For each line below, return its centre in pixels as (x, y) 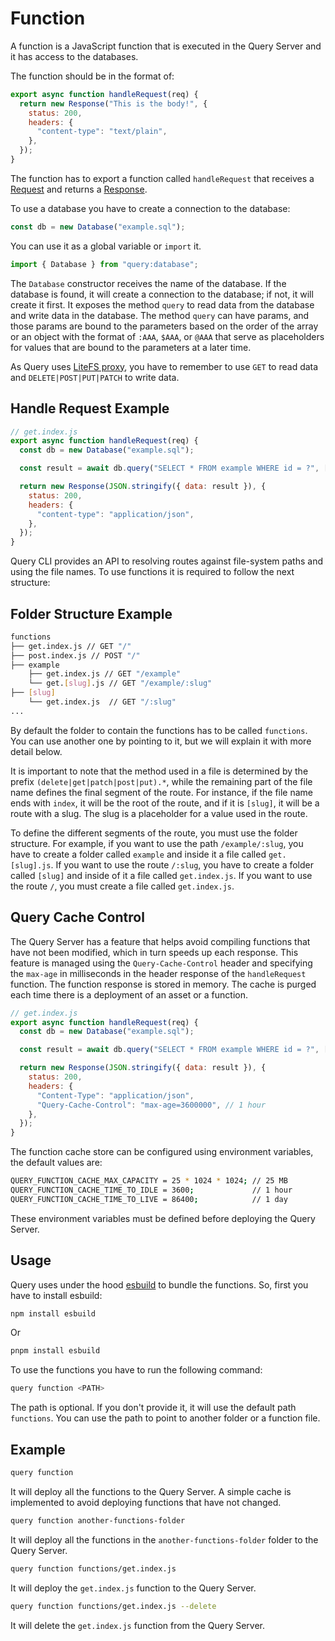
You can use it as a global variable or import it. (106, 246)
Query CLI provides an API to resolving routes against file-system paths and (166, 561)
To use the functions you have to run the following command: (136, 1370)
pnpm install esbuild (55, 1351)
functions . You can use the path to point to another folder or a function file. (165, 1418)
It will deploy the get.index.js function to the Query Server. (133, 1588)
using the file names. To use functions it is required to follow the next (152, 572)
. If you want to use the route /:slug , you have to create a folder (182, 864)
